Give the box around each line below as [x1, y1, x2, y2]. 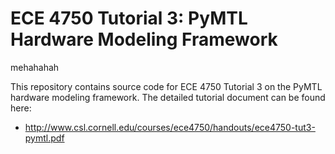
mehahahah [10, 61, 60, 73]
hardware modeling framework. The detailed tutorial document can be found [10, 91, 326, 103]
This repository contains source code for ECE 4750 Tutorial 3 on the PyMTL [10, 80, 323, 92]
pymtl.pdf [24, 132, 65, 144]
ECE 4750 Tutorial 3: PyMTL [10, 7, 248, 30]
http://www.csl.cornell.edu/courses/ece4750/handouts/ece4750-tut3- [24, 121, 316, 133]
